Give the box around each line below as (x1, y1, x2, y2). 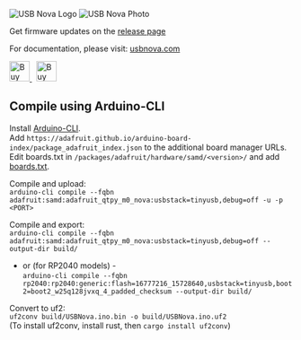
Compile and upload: (9, 178, 87, 188)
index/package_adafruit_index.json (9, 144, 143, 153)
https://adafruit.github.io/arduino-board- (26, 134, 192, 143)
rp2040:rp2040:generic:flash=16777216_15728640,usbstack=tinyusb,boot (22, 279, 293, 288)
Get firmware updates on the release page (9, 26, 166, 36)
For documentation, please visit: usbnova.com (9, 43, 181, 54)
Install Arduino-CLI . (9, 122, 81, 134)
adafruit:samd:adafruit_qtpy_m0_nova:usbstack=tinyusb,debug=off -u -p (9, 196, 283, 205)
